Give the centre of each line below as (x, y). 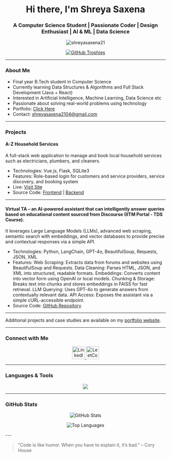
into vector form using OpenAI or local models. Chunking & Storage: (84, 279)
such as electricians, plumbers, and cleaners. (53, 161)
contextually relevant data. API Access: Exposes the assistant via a (83, 295)
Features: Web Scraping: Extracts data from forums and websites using (87, 263)
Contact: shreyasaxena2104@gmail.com (55, 114)
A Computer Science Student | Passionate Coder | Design (85, 25)
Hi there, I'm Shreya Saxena (85, 9)
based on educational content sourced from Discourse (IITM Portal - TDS (84, 214)
